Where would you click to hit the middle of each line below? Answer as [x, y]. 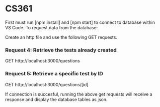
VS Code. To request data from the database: [52, 27]
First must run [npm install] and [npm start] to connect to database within [80, 22]
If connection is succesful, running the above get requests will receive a [79, 94]
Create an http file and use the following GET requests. [61, 37]
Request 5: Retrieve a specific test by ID [54, 74]
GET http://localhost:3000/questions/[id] [47, 84]
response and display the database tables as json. [56, 99]
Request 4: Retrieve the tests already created [61, 50]
